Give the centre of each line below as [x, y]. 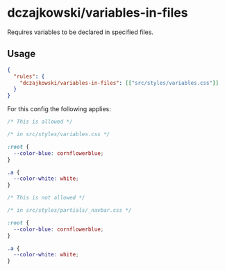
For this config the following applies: [59, 109]
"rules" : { [29, 76]
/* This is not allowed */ [46, 198]
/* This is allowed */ [40, 122]
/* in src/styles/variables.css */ [59, 134]
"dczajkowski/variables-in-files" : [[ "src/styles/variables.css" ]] [119, 83]
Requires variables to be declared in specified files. [81, 32]
